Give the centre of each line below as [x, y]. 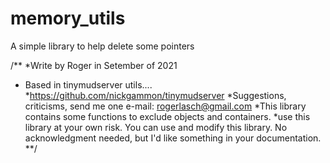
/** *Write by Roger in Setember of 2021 [94, 65]
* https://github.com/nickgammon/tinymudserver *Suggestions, [155, 95]
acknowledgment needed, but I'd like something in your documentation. [173, 138]
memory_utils [68, 18]
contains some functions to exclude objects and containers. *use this [167, 116]
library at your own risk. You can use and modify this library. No [156, 127]
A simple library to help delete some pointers [102, 46]
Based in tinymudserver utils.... [88, 84]
